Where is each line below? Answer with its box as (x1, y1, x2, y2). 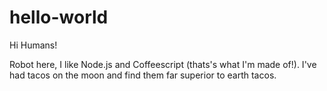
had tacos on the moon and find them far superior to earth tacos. (9, 69, 277, 81)
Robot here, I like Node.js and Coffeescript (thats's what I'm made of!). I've (9, 58, 317, 70)
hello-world (9, 6, 109, 29)
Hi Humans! (9, 39, 58, 51)
